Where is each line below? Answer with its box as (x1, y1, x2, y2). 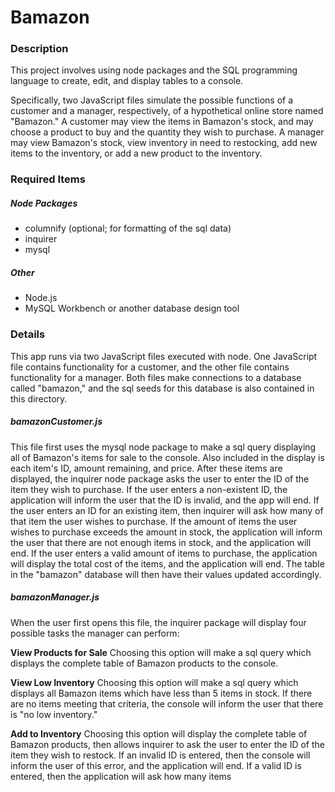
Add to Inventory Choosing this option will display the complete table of (10, 727, 308, 740)
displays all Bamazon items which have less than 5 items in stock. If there (10, 687, 313, 699)
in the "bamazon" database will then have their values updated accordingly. (10, 568, 322, 580)
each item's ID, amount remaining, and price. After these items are (10, 462, 283, 474)
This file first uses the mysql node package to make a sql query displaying (10, 441, 317, 453)
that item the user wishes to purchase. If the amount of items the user (10, 515, 298, 527)
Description (10, 42, 69, 56)
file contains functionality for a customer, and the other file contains (10, 361, 290, 373)
